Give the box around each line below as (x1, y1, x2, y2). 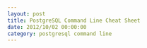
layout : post (7, 10, 46, 18)
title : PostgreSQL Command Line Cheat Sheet (7, 17, 141, 24)
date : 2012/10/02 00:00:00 (7, 23, 87, 30)
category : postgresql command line (7, 30, 112, 37)
